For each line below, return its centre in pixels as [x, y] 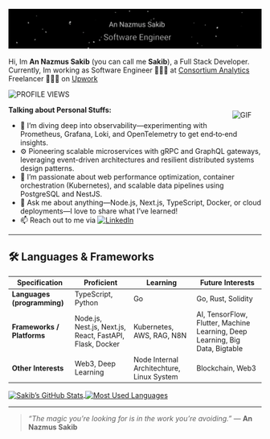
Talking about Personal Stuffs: [60, 110]
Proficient [101, 283]
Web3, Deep [95, 364]
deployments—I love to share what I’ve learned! [99, 211]
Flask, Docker [97, 344]
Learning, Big [219, 340]
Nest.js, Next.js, [100, 327]
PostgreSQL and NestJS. [61, 193]
